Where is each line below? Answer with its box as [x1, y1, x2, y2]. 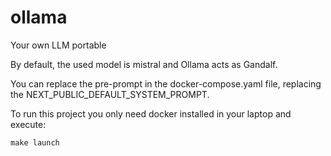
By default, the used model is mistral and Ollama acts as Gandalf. [10, 58, 278, 70]
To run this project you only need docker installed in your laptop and [10, 107, 292, 120]
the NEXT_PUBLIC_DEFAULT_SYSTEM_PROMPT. [10, 88, 210, 100]
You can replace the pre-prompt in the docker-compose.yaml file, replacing [10, 77, 322, 90]
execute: [10, 118, 47, 130]
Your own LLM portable [10, 39, 107, 51]
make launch [10, 137, 60, 148]
